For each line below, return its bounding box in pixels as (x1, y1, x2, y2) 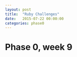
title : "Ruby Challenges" (5, 12, 60, 17)
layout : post (5, 7, 31, 12)
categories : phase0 (5, 20, 45, 26)
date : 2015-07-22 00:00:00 (5, 16, 64, 21)
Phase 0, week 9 (5, 42, 73, 53)
